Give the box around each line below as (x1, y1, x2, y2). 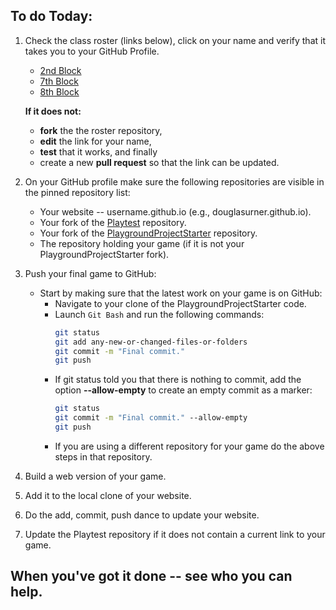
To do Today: (10, 8, 93, 25)
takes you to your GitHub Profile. (24, 45, 160, 57)
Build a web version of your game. (24, 470, 167, 482)
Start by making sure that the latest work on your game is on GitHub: (39, 287, 323, 299)
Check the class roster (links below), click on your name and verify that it (24, 34, 326, 46)
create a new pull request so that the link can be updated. (39, 156, 280, 168)
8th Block (39, 85, 80, 98)
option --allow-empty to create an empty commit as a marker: (54, 384, 313, 396)
